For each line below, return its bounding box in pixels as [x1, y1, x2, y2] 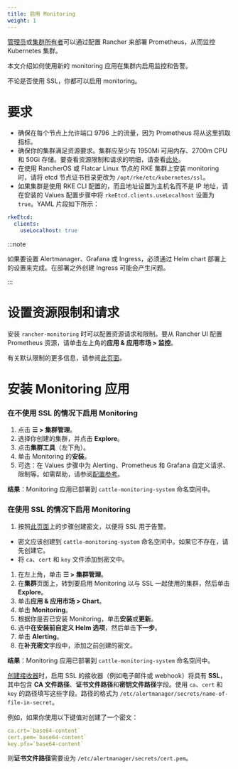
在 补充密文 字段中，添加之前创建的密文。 [17, 640, 136, 650]
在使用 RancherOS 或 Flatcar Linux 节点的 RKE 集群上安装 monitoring [17, 164, 220, 173]
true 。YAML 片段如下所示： [17, 200, 100, 208]
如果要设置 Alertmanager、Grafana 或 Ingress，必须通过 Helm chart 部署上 [7, 255, 227, 263]
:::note [7, 240, 26, 249]
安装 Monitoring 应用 [7, 381, 130, 398]
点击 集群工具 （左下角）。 [17, 443, 90, 452]
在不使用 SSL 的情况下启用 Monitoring [7, 408, 139, 418]
